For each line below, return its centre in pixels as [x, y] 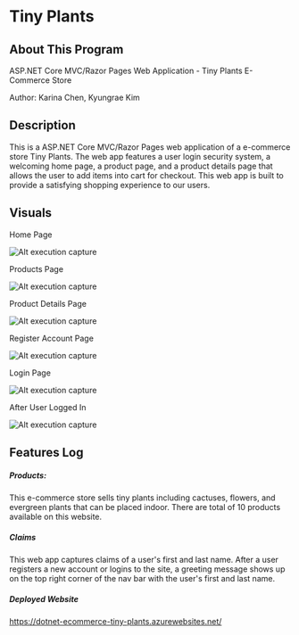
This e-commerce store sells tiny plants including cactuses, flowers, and [142, 498]
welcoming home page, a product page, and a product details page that [141, 166]
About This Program [66, 49]
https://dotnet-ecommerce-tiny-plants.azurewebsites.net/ [116, 621]
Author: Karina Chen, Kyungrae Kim [75, 97]
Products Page [37, 268]
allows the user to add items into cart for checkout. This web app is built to [146, 175]
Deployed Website [44, 598]
